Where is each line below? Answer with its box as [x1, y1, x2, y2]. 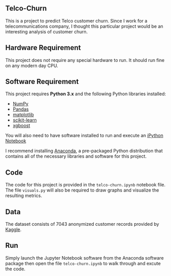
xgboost [12, 122, 31, 129]
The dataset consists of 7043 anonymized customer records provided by [5, 221, 160, 227]
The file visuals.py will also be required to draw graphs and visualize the [5, 187, 160, 194]
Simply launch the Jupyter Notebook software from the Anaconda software [5, 254, 164, 261]
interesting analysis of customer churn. [5, 28, 88, 35]
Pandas [12, 106, 29, 112]
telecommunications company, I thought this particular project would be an [5, 23, 164, 29]
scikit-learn [12, 117, 37, 123]
